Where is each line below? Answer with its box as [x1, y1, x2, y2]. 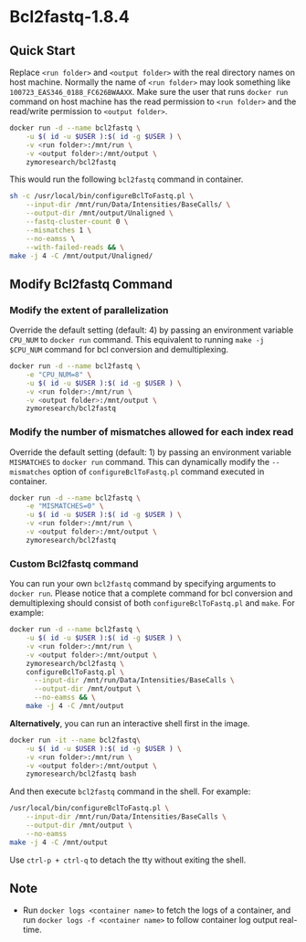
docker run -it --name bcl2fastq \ [9, 736, 142, 745]
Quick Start [9, 43, 76, 58]
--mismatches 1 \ [26, 226, 92, 235]
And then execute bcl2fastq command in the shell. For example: [9, 786, 251, 797]
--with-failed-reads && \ [26, 242, 125, 252]
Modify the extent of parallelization [9, 303, 169, 316]
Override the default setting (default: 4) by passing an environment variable [9, 324, 294, 335]
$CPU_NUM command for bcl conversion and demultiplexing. [9, 344, 229, 355]
